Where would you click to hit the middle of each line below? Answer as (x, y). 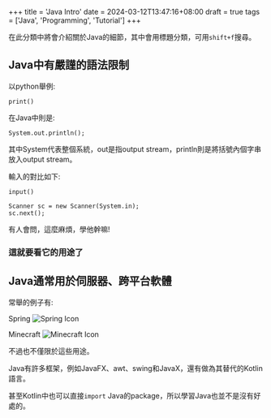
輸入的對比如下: (34, 176)
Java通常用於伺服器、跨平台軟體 (90, 281)
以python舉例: (32, 86)
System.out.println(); (47, 133)
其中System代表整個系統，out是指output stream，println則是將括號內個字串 (135, 149)
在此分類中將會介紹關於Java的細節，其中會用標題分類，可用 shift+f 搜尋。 (132, 37)
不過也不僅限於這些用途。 (51, 351)
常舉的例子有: (31, 302)
